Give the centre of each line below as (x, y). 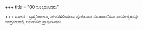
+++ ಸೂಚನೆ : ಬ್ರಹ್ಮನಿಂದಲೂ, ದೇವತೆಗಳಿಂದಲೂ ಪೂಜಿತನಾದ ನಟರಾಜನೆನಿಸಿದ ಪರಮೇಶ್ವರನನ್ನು (72, 16)
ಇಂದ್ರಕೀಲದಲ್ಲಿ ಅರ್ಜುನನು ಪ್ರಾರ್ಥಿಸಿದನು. (34, 22)
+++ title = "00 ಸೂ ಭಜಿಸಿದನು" (32, 7)
